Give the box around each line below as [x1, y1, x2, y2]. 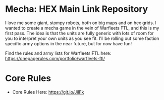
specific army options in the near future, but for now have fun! [5, 40, 132, 46]
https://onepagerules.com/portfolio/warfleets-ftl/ [5, 55, 105, 61]
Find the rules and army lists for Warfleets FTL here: [5, 50, 111, 56]
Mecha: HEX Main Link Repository [5, 3, 148, 15]
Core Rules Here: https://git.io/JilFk [12, 89, 84, 95]
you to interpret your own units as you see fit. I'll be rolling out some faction [5, 35, 160, 41]
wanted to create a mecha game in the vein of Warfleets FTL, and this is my [5, 25, 160, 31]
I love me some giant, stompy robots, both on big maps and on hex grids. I [5, 20, 157, 26]
